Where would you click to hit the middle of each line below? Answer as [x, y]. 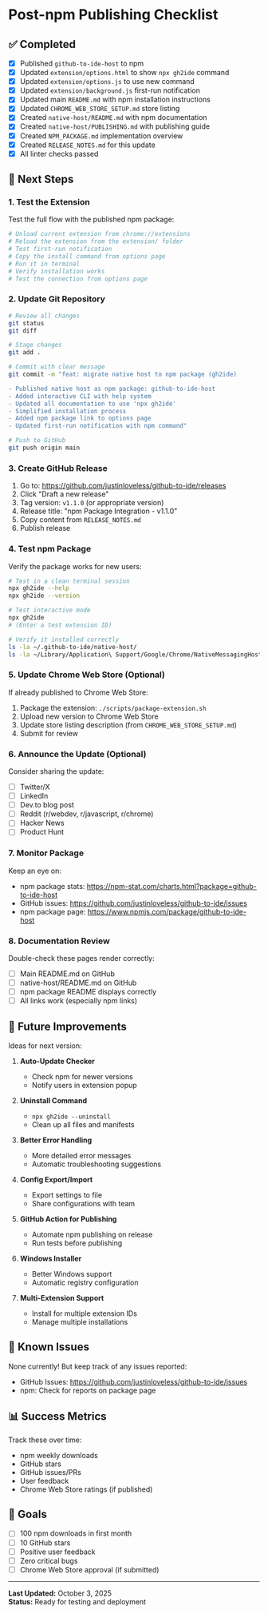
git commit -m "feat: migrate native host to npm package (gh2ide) [123, 375]
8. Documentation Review [59, 941]
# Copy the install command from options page [87, 257]
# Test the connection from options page [78, 279]
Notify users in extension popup [84, 1086]
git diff [23, 331]
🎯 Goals [28, 1514]
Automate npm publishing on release [92, 1235]
